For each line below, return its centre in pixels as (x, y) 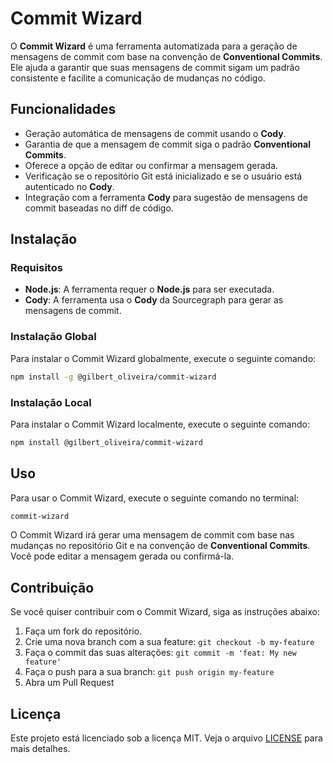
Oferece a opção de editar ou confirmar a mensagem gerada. (151, 165)
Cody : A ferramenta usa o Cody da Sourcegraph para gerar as (154, 300)
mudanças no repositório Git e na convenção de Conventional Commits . (160, 546)
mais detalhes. (40, 749)
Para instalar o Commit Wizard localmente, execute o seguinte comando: (160, 424)
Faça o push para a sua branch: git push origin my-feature (149, 672)
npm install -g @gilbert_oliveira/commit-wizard (113, 377)
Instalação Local (51, 402)
